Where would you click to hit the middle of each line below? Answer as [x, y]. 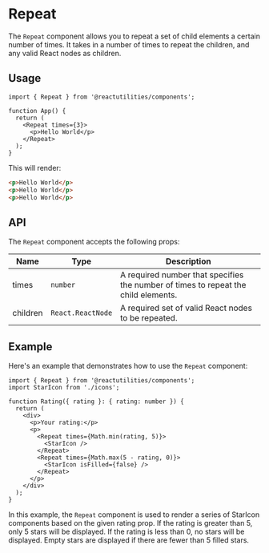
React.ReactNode [82, 313]
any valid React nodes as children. [65, 53]
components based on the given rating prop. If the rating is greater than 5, [130, 523]
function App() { [37, 111]
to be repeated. [149, 318]
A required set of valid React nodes [186, 308]
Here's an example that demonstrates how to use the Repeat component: [128, 366]
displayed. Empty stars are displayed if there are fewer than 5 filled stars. [129, 540]
